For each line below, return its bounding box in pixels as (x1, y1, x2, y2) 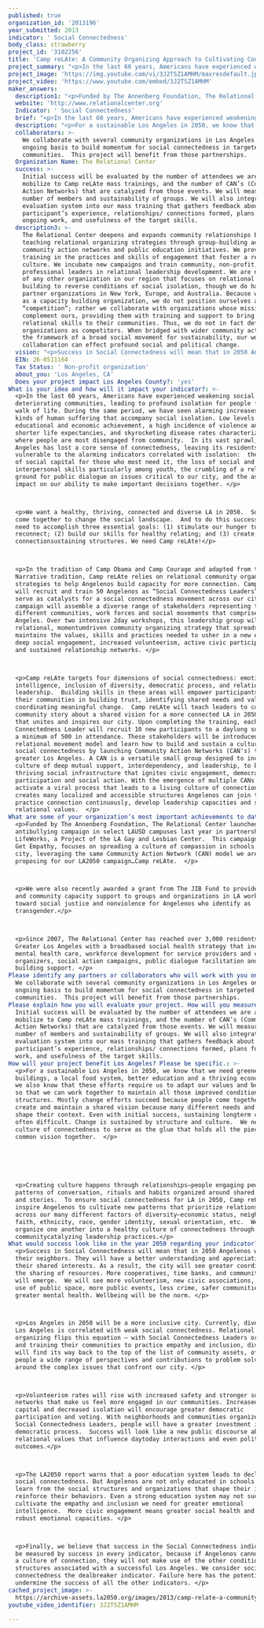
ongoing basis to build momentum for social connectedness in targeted (15, 986, 255, 994)
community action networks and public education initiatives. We (22, 246, 241, 254)
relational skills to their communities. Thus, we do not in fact (22, 319, 244, 327)
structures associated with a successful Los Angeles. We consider (15, 1564, 241, 1572)
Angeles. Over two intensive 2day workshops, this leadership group (15, 617, 244, 625)
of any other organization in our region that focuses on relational (22, 275, 255, 284)
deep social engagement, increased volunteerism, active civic (15, 639, 226, 647)
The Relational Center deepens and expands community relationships (22, 232, 251, 239)
